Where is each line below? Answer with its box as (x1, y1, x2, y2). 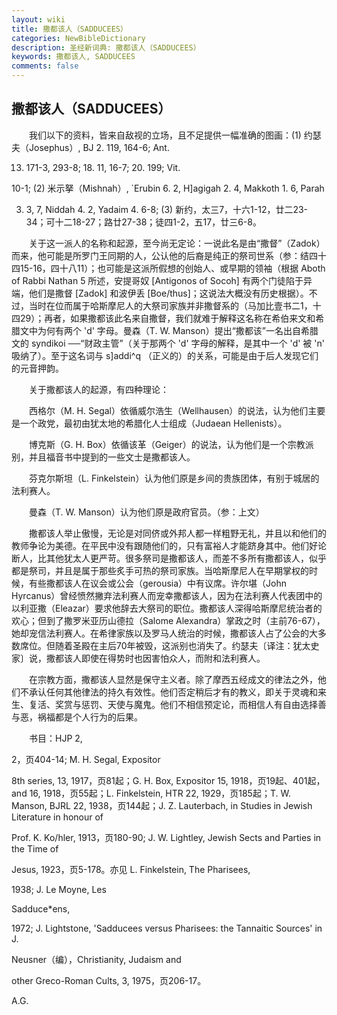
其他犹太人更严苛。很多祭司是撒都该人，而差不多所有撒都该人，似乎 (45, 552, 327, 564)
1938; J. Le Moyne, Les (11, 883, 107, 895)
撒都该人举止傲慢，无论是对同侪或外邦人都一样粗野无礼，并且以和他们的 (28, 527, 327, 539)
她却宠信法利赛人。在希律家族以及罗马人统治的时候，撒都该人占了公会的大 (11, 627, 318, 639)
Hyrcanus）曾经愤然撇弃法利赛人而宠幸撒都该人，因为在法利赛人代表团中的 (11, 589, 323, 601)
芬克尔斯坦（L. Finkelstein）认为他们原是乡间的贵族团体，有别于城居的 (28, 472, 320, 484)
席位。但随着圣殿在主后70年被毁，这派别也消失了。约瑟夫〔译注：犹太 (19, 639, 311, 651)
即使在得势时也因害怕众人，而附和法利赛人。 (80, 652, 266, 664)
